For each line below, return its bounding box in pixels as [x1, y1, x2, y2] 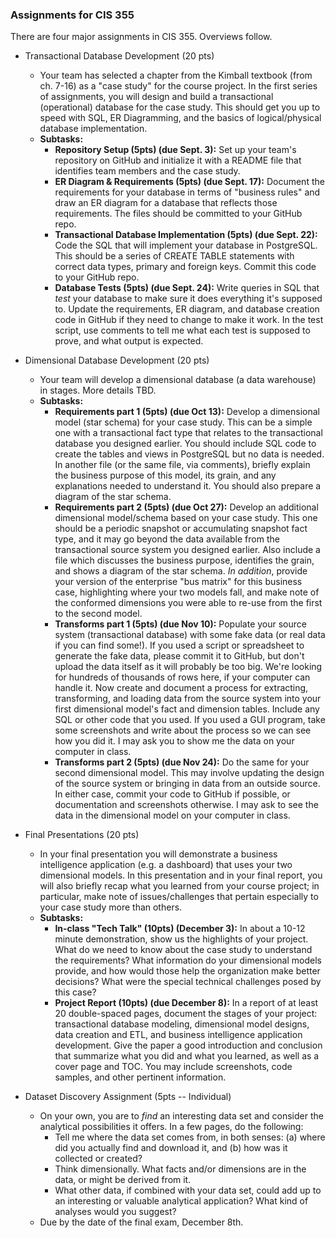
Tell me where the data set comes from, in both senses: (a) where [54, 1131, 326, 1143]
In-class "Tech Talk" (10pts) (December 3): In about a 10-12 [54, 923, 306, 935]
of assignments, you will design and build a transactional [39, 91, 274, 103]
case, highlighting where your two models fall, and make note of [54, 586, 320, 598]
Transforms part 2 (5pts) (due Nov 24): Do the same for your [54, 756, 310, 768]
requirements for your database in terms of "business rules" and [54, 186, 321, 198]
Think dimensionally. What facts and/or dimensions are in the [54, 1163, 307, 1175]
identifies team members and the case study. [54, 165, 241, 177]
